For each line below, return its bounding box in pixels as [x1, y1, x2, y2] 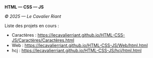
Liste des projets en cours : [4, 23, 59, 29]
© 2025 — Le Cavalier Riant [4, 14, 61, 19]
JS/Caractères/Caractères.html [11, 37, 75, 43]
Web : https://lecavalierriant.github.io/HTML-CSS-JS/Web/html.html [11, 43, 148, 48]
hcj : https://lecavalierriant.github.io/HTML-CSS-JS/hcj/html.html [11, 48, 142, 53]
